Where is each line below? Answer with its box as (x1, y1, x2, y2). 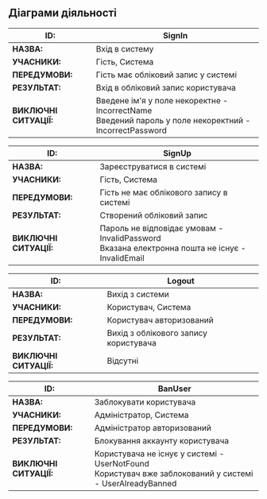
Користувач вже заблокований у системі (94, 468, 253, 479)
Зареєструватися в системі (99, 161, 207, 172)
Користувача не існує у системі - (94, 448, 225, 459)
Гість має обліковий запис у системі (95, 69, 237, 80)
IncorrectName (95, 105, 153, 116)
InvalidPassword (99, 232, 161, 243)
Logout (167, 275, 195, 286)
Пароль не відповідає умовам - (99, 222, 224, 234)
